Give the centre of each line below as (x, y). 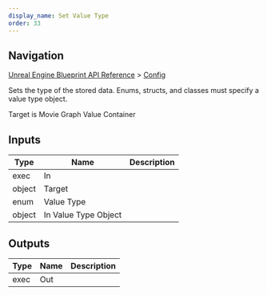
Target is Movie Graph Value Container (72, 115)
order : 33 (25, 23)
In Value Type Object (83, 215)
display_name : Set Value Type (59, 16)
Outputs (29, 243)
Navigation (36, 56)
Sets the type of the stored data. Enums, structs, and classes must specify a (134, 91)
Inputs (25, 140)
